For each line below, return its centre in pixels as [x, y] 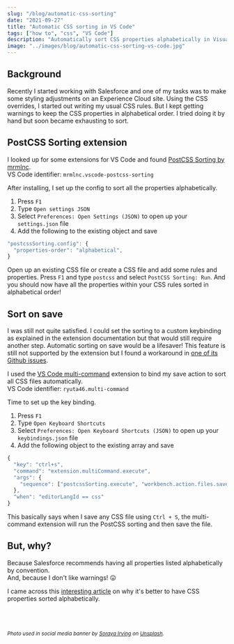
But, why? [29, 546]
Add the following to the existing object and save [87, 231]
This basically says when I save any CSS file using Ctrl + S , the [99, 517]
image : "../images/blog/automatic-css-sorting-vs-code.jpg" [96, 46]
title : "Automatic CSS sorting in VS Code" [71, 26]
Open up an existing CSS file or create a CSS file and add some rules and [112, 270]
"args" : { [28, 477]
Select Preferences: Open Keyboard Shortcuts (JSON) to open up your [118, 431]
